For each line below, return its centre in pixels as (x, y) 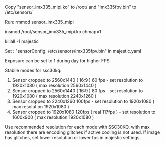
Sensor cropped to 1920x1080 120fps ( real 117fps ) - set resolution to (84, 112)
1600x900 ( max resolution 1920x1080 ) (53, 117)
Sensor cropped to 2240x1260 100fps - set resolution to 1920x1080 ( (83, 101)
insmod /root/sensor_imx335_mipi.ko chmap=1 (53, 32)
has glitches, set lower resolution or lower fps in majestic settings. (73, 137)
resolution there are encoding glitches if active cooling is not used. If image (83, 132)
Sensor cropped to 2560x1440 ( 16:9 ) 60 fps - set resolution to (78, 80)
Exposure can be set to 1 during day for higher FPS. (58, 61)
